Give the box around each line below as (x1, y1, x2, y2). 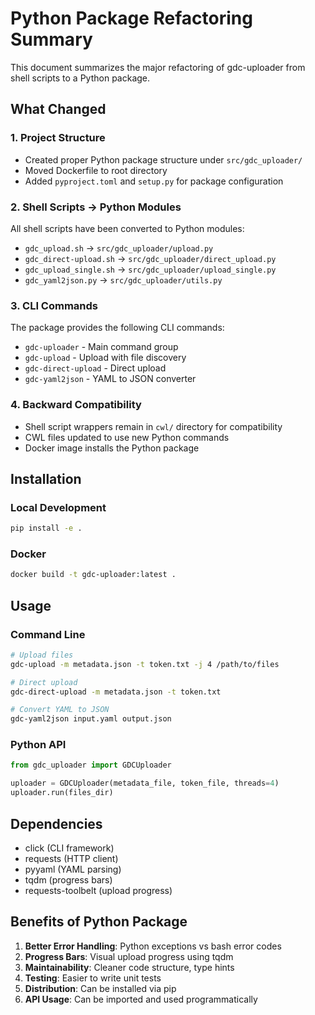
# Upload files (10, 650, 74, 660)
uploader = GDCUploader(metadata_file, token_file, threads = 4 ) (10, 778, 280, 789)
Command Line (10, 627, 86, 641)
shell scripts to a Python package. (10, 72, 151, 84)
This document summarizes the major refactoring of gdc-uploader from (10, 61, 306, 73)
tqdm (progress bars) (24, 873, 113, 886)
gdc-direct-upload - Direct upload (24, 362, 167, 374)
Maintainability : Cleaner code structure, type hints (24, 961, 235, 973)
